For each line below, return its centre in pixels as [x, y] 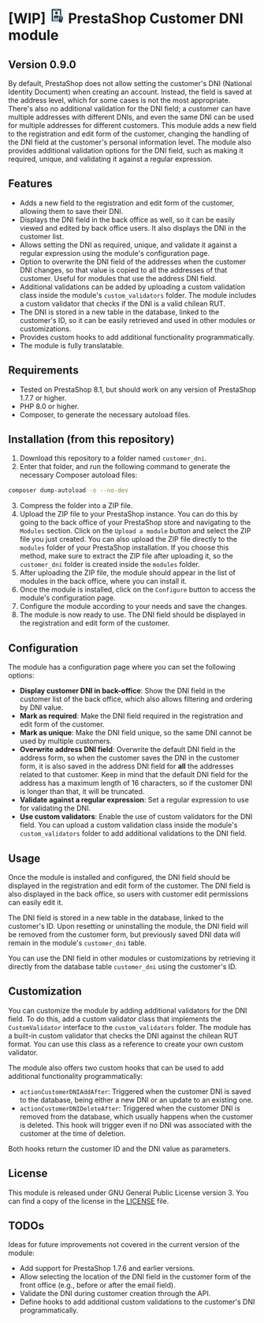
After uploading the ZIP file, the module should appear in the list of [128, 573]
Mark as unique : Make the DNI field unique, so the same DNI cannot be [136, 733]
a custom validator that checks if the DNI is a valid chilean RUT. [123, 303]
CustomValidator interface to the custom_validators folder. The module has [130, 1027]
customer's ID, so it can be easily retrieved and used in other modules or [138, 320]
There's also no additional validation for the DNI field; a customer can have [129, 109]
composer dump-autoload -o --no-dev [68, 490]
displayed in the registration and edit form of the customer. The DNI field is [129, 885]
